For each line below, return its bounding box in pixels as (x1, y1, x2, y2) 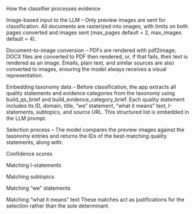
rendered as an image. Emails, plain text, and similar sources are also (6, 59, 174, 66)
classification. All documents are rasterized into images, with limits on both (6, 23, 188, 30)
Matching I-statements (6, 162, 61, 168)
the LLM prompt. (6, 115, 47, 122)
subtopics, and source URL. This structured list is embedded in (36, 109, 189, 115)
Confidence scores (6, 150, 53, 157)
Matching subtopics (6, 173, 54, 180)
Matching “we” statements (6, 184, 71, 192)
